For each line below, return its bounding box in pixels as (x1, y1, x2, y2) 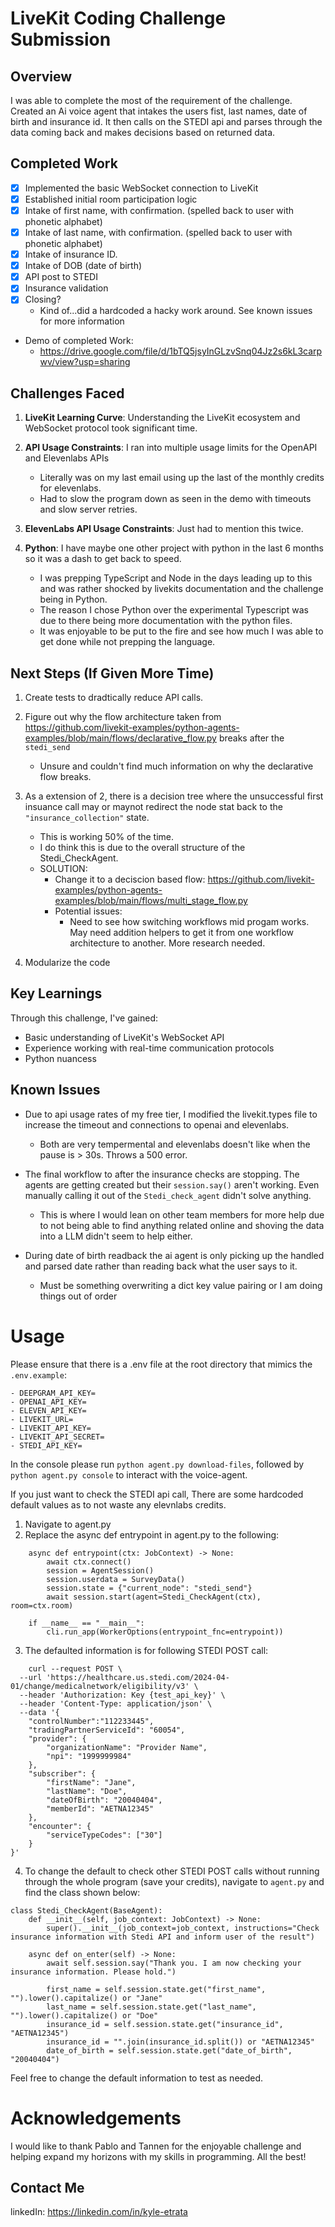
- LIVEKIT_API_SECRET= (10, 1432, 105, 1442)
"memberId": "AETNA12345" (46, 1803, 155, 1814)
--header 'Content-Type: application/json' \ (19, 1698, 213, 1709)
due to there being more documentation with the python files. (39, 615, 293, 627)
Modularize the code (24, 957, 111, 968)
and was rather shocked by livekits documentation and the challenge (39, 583, 324, 595)
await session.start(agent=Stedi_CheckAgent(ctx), (46, 1592, 262, 1602)
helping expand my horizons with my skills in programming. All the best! (10, 2150, 307, 2162)
